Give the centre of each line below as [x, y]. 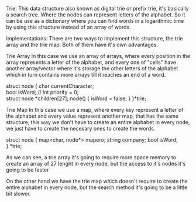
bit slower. [18, 194]
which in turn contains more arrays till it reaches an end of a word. [86, 75]
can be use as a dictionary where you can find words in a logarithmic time [95, 21]
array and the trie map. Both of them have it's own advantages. [82, 44]
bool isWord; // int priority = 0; [42, 92]
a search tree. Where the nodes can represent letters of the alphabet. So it [96, 15]
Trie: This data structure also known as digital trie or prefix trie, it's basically [97, 8]
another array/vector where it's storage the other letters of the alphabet [92, 69]
